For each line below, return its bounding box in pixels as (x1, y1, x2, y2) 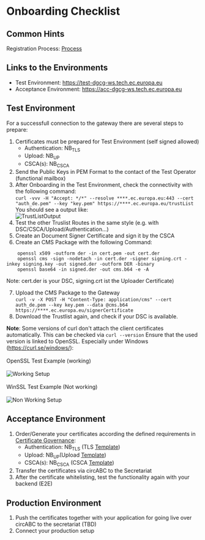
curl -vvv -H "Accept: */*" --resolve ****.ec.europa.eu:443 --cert (15, 195, 194, 201)
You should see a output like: (15, 206, 89, 214)
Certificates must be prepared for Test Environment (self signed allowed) (15, 138, 199, 145)
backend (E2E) (15, 480, 53, 487)
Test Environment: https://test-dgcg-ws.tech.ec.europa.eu (15, 78, 163, 86)
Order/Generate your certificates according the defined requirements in (15, 430, 196, 437)
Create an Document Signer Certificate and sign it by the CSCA (15, 232, 175, 239)
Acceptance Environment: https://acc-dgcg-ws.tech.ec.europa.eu (15, 85, 182, 92)
